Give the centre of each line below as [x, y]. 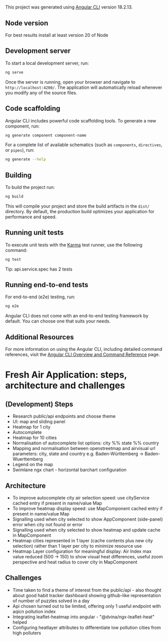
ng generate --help [26, 159]
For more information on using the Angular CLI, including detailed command [84, 349]
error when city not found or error [48, 524]
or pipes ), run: [20, 150]
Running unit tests [34, 233]
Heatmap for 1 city [31, 427]
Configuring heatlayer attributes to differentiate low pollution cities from [87, 627]
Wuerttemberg [28, 459]
